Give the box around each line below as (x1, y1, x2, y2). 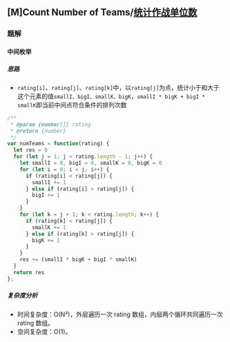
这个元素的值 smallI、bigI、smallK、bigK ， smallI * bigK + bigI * (17, 92, 206, 100)
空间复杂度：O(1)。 (17, 327, 72, 336)
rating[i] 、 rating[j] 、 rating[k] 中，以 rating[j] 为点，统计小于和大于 (17, 83, 220, 91)
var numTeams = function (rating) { (7, 141, 110, 147)
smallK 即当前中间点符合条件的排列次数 (17, 100, 127, 109)
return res (13, 269, 45, 276)
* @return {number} (10, 127, 67, 134)
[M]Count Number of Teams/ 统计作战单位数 (7, 6, 198, 19)
